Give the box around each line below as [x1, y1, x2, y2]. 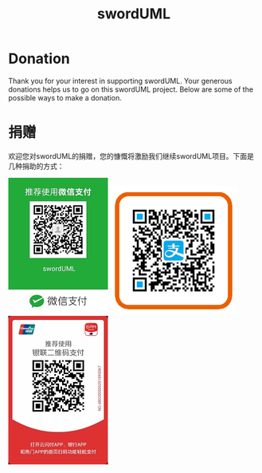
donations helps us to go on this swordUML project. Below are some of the [8, 85, 253, 94]
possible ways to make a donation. [8, 93, 122, 102]
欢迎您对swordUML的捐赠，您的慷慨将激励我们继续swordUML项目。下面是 [8, 151, 255, 160]
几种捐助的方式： [8, 161, 65, 171]
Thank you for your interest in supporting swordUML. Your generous [8, 76, 233, 85]
